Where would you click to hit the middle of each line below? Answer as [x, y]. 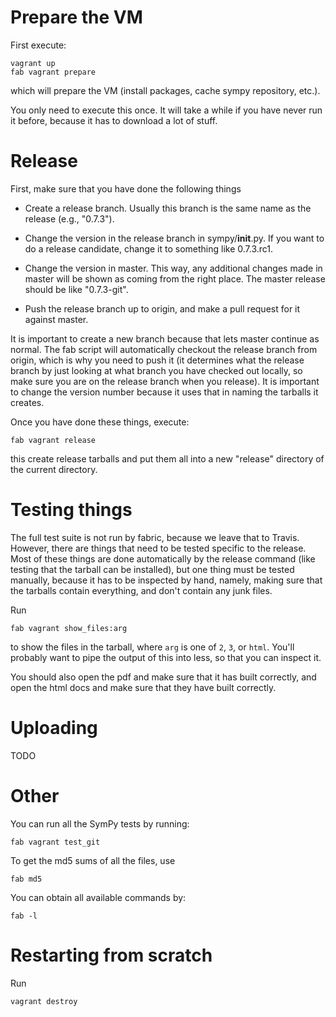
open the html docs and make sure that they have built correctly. [143, 687]
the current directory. [54, 469]
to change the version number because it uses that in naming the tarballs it [164, 392]
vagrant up [33, 63]
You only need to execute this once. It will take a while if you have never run [166, 110]
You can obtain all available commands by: [98, 897]
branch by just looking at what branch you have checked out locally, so [156, 370]
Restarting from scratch [111, 955]
